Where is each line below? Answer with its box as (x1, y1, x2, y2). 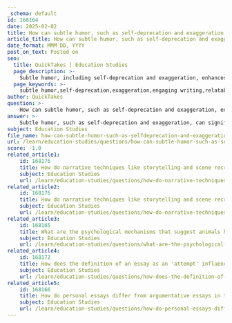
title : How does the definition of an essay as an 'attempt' (19, 260, 199, 267)
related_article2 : (7, 184, 60, 190)
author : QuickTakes (7, 94, 64, 101)
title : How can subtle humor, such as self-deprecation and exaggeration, (7, 29, 227, 37)
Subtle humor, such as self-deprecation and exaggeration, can (19, 119, 206, 126)
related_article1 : (7, 151, 60, 159)
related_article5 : (7, 280, 60, 286)
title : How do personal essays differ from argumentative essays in (19, 293, 221, 300)
